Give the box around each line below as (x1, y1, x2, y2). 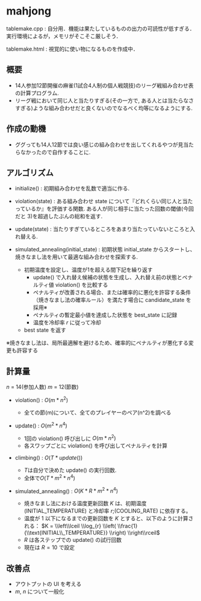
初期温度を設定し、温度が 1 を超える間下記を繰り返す (23, 266, 153, 274)
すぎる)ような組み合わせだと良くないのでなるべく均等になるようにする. (14, 104, 193, 112)
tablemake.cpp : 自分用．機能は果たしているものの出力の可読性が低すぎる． (6, 25, 195, 32)
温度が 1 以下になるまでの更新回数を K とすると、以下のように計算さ (23, 515, 194, 522)
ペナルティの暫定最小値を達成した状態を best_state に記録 (32, 312, 178, 319)
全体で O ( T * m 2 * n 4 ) (23, 473, 75, 482)
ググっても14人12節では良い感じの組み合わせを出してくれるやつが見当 (14, 140, 189, 148)
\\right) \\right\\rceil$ (109, 529, 161, 536)
